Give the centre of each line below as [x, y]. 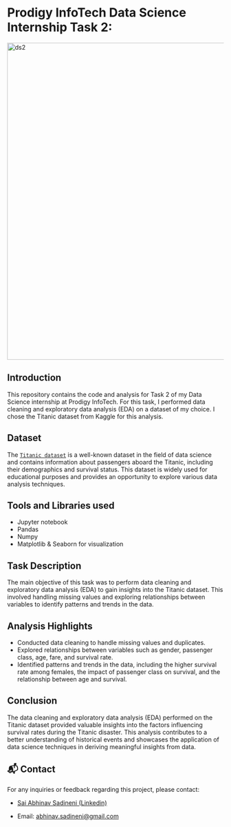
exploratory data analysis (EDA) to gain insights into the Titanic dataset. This [115, 590]
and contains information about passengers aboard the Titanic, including [110, 462]
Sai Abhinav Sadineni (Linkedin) [62, 803]
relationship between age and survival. [72, 679]
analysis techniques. [36, 484]
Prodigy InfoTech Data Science [97, 13]
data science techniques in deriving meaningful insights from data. [101, 746]
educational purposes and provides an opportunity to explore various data [112, 476]
